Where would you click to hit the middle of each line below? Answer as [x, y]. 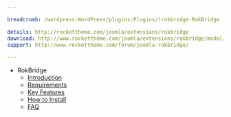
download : [21, 39]
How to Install [47, 100]
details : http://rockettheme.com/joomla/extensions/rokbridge [98, 32]
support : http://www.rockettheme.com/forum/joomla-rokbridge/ [98, 45]
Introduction [45, 78]
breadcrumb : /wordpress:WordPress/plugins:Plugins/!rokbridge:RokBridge [113, 19]
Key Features [46, 92]
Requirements [47, 85]
